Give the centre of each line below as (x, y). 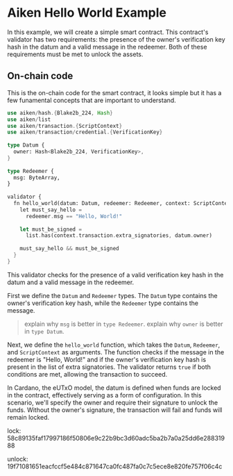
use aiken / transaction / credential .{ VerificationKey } (85, 132)
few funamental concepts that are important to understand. (92, 100)
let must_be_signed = (51, 229)
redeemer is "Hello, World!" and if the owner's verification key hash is (107, 359)
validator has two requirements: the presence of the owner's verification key (116, 39)
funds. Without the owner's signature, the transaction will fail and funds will (115, 410)
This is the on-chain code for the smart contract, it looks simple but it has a (114, 92)
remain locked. (28, 417)
